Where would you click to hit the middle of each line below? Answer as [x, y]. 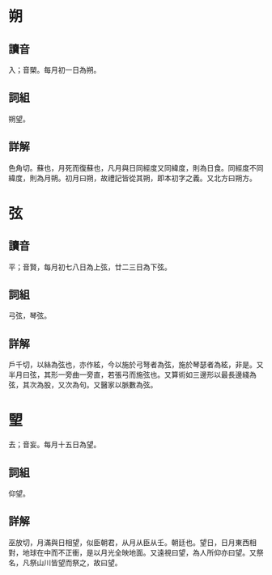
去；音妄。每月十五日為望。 [55, 445]
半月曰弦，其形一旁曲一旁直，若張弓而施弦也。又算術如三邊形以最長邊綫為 [132, 375]
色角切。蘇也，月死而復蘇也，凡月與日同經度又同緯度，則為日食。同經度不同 [136, 167]
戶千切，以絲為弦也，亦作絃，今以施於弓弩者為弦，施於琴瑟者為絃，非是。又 [136, 365]
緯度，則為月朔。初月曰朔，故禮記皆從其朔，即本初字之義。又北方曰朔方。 [132, 178]
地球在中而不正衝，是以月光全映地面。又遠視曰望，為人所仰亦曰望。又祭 [143, 552]
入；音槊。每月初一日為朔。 [55, 70]
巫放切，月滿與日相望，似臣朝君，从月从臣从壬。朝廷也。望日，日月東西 [129, 542]
